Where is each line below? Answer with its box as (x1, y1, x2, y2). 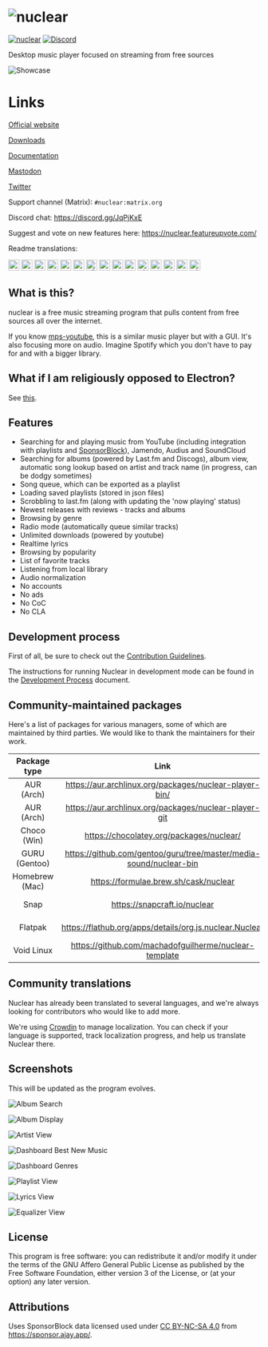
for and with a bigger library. (8, 348, 102, 358)
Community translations (8, 977, 132, 991)
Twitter (8, 181, 32, 191)
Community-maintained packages (8, 698, 182, 712)
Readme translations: (8, 244, 78, 253)
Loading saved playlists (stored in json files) (19, 488, 165, 498)
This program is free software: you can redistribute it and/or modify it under (8, 1251, 257, 1262)
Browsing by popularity (19, 547, 97, 557)
